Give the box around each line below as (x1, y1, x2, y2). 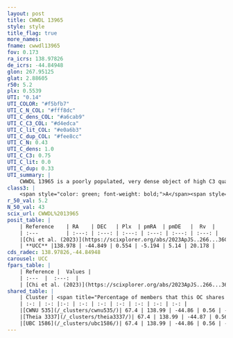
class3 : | (7, 185, 36, 192)
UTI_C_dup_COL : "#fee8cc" (7, 133, 82, 140)
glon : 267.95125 (7, 68, 54, 75)
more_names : (7, 36, 42, 43)
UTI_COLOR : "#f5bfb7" (7, 101, 70, 108)
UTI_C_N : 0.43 (7, 140, 49, 146)
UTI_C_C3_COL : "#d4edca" (7, 119, 79, 127)
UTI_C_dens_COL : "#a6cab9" (7, 113, 85, 120)
